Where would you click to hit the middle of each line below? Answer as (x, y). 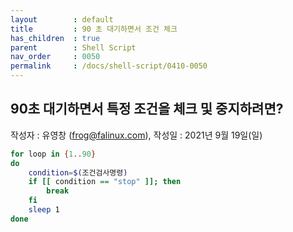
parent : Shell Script (73, 47)
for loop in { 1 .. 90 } (53, 154)
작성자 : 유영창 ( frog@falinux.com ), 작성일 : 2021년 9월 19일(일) (136, 135)
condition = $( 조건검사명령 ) (78, 172)
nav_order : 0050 (55, 57)
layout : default (62, 19)
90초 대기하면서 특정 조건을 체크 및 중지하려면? (147, 109)
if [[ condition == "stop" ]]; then (105, 182)
